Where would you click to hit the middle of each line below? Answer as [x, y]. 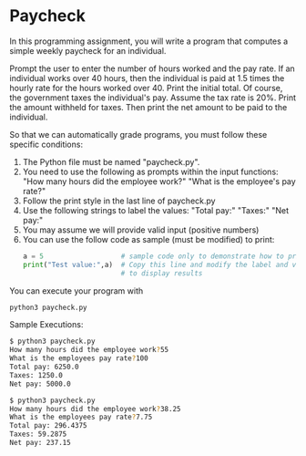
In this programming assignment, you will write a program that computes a [149, 41]
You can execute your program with [76, 290]
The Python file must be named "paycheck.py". [111, 161]
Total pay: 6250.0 [44, 367]
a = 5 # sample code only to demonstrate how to [153, 256]
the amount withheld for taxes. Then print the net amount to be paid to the [148, 107]
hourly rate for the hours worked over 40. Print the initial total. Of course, [146, 88]
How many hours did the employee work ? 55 [89, 350]
